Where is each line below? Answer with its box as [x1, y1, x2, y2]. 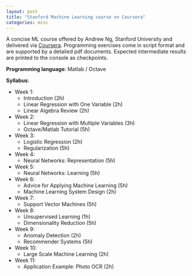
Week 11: [14, 257, 36, 264]
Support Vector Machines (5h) [23, 201, 97, 208]
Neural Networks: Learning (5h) [23, 170, 100, 177]
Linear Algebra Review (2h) [23, 107, 90, 115]
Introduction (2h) [23, 95, 65, 102]
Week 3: [14, 132, 35, 139]
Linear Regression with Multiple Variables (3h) [23, 120, 135, 127]
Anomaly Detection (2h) [23, 232, 81, 239]
